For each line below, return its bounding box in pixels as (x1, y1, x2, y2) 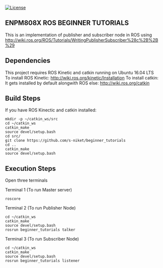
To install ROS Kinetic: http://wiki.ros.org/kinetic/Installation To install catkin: (5, 75, 159, 80)
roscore (5, 196, 21, 201)
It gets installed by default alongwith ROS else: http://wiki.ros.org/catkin (5, 80, 150, 86)
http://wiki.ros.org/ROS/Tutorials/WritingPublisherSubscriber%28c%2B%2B (5, 37, 158, 43)
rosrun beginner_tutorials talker (5, 227, 76, 233)
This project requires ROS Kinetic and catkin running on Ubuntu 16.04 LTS (5, 69, 154, 76)
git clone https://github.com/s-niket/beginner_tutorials (5, 138, 126, 143)
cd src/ (5, 134, 21, 139)
